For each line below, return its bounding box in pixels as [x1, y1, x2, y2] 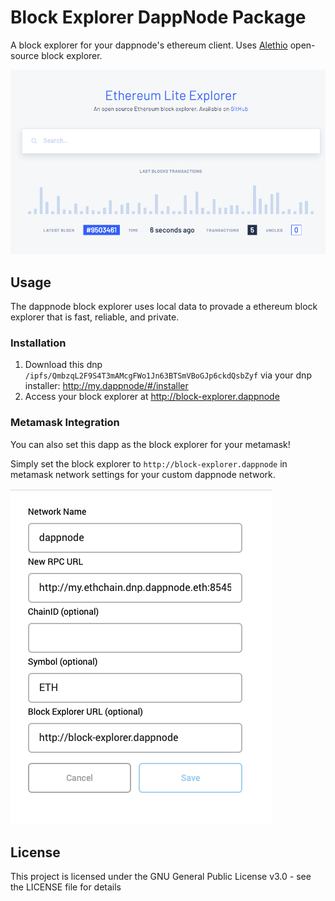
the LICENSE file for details [10, 881, 122, 893]
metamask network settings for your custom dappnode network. [10, 468, 276, 480]
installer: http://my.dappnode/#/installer [24, 380, 189, 392]
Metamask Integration [10, 416, 120, 430]
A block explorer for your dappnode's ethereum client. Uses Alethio [10, 39, 288, 51]
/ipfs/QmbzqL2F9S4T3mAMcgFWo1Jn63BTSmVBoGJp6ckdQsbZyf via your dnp [24, 369, 312, 381]
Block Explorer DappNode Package [10, 6, 307, 29]
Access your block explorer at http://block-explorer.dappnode [24, 391, 280, 403]
